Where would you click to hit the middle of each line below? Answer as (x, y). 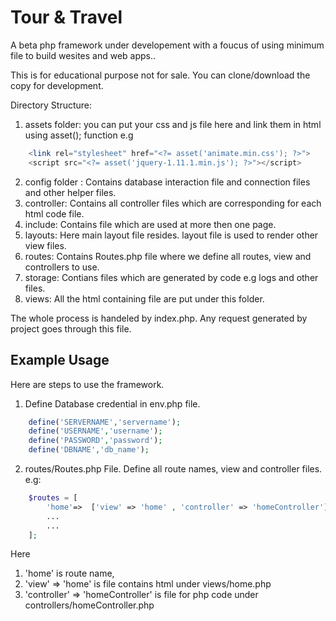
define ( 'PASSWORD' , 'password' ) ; (95, 441)
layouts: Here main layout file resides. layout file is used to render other (171, 235)
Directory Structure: (51, 105)
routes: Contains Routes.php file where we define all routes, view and (168, 256)
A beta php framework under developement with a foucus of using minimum (167, 45)
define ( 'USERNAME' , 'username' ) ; (95, 431)
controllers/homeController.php (89, 605)
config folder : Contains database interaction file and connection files (167, 182)
